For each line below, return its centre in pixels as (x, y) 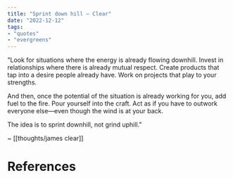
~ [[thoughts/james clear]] (45, 139)
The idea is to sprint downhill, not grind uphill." (75, 125)
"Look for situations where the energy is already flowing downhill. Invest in (115, 60)
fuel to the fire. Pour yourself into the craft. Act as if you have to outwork (113, 103)
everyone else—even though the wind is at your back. (86, 111)
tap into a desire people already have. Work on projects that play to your (112, 75)
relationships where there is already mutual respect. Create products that (113, 68)
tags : (15, 27)
